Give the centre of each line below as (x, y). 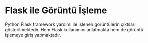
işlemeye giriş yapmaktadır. (33, 35)
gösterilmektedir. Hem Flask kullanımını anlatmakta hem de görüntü (74, 29)
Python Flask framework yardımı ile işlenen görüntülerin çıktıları (70, 24)
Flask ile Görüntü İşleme (56, 11)
